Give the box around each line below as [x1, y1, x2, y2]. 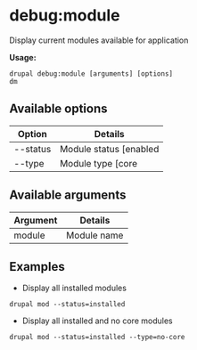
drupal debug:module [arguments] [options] [9, 69, 174, 78]
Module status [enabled [59, 142, 160, 155]
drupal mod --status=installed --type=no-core [9, 333, 185, 342]
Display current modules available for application [9, 35, 189, 45]
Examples [9, 259, 65, 274]
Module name [66, 229, 124, 241]
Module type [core [59, 157, 138, 169]
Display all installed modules [21, 282, 127, 294]
